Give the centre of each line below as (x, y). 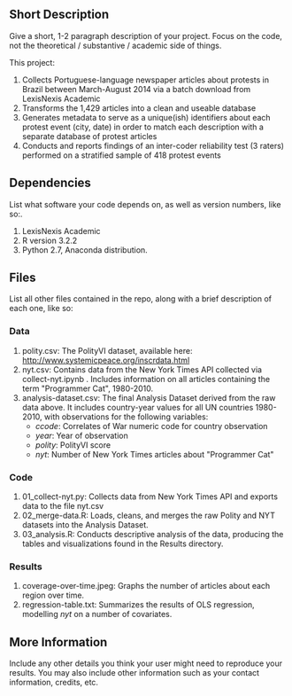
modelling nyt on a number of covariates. (97, 614)
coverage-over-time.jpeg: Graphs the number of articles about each (146, 586)
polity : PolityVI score (73, 445)
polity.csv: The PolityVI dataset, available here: (107, 350)
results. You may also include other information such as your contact (134, 673)
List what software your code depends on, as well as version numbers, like (145, 204)
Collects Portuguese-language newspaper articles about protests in (146, 80)
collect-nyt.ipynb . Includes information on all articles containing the (146, 379)
